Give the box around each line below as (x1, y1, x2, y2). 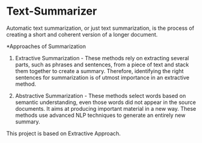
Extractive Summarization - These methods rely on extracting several (15, 54, 189, 61)
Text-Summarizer (6, 4, 97, 18)
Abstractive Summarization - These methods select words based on (15, 92, 186, 99)
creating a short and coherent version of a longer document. (6, 30, 158, 38)
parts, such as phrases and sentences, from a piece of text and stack (15, 61, 189, 68)
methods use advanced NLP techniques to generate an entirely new (15, 111, 186, 119)
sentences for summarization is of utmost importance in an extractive (15, 74, 190, 81)
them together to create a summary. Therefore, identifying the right (15, 67, 184, 74)
